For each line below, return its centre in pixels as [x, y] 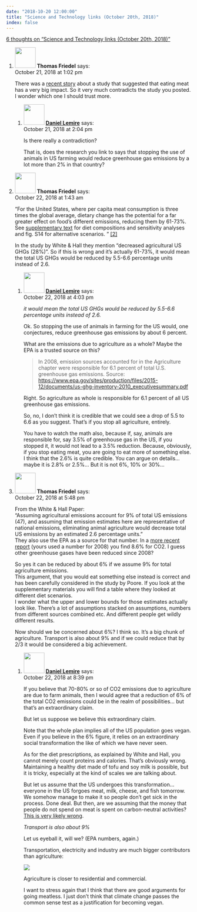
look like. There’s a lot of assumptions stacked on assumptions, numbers [103, 608]
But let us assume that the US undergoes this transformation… [99, 785]
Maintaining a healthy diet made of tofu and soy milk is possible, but [106, 767]
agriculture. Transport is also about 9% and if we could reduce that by [100, 638]
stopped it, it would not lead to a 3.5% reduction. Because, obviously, [107, 446]
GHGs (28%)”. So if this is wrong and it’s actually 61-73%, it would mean [102, 252]
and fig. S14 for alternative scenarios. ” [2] [66, 234]
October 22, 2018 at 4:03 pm [59, 297]
